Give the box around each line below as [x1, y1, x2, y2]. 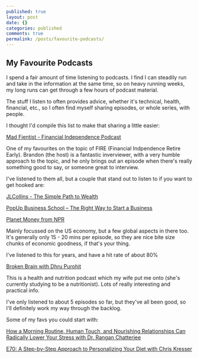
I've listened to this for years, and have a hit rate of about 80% [6, 251, 158, 258]
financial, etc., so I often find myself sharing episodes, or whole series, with [6, 104, 190, 111]
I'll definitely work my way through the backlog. [6, 304, 122, 311]
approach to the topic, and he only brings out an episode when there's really [6, 157, 193, 165]
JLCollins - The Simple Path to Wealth [6, 193, 99, 200]
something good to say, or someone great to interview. [6, 163, 139, 170]
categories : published [6, 25, 62, 31]
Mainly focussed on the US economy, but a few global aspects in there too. [6, 227, 189, 234]
